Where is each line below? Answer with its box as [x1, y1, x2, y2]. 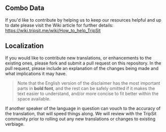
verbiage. [5, 121, 25, 127]
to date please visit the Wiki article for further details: [5, 22, 113, 28]
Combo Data [5, 4, 45, 12]
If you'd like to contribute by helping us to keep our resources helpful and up [5, 17, 162, 23]
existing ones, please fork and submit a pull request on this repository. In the [5, 60, 162, 66]
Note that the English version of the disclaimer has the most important [17, 80, 161, 86]
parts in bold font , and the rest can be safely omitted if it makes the [17, 85, 155, 91]
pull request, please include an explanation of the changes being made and [5, 65, 159, 71]
